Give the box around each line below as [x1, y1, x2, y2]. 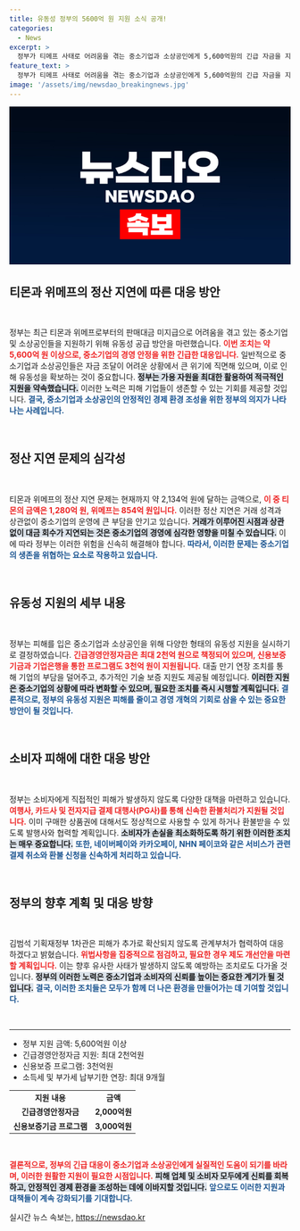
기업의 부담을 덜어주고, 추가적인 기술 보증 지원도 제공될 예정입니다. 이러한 [18, 671, 274, 682]
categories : [9, 23, 54, 33]
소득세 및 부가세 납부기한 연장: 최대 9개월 [21, 1072, 166, 1083]
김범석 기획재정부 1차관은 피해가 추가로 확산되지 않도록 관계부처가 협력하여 [9, 938, 268, 949]
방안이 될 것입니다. [9, 705, 74, 716]
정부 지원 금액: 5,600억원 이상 [21, 1038, 128, 1049]
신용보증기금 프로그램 [12, 1120, 87, 1131]
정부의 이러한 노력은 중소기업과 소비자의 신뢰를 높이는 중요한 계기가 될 [35, 971, 275, 982]
